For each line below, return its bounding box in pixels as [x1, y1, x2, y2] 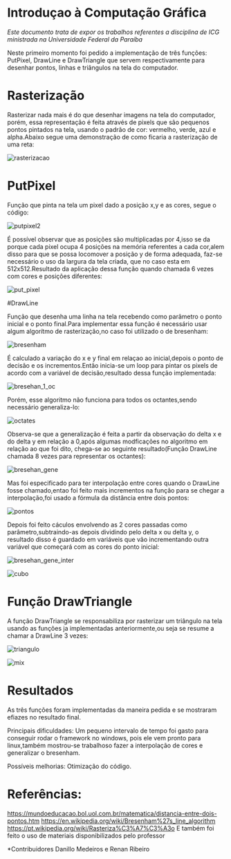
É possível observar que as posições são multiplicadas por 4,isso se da [7, 235, 211, 244]
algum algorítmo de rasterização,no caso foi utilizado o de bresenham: [7, 327, 209, 335]
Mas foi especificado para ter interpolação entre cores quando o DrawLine [7, 479, 220, 487]
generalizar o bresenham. [7, 748, 81, 757]
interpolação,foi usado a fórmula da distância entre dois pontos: [7, 493, 190, 502]
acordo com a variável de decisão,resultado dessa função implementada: [7, 368, 216, 377]
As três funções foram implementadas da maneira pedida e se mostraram [7, 706, 217, 714]
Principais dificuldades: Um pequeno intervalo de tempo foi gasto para [7, 726, 209, 735]
